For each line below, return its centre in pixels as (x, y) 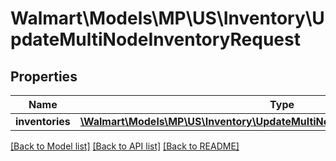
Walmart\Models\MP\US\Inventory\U (167, 18)
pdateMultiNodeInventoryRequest (155, 39)
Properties (44, 76)
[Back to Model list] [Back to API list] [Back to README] (125, 146)
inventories (43, 121)
